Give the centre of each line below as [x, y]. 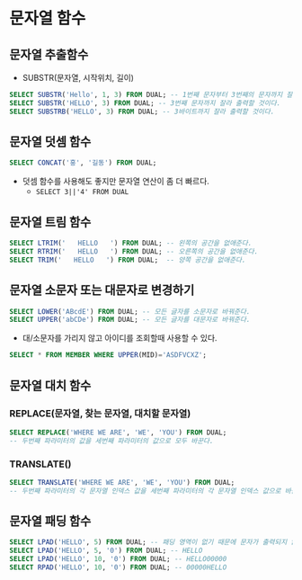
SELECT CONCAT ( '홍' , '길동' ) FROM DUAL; [83, 163]
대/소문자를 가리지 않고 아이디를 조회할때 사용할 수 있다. [120, 338]
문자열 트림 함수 [50, 222]
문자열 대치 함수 [50, 385]
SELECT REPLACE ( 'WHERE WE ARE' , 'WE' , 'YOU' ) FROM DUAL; [118, 433]
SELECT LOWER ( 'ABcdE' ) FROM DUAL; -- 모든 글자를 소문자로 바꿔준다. [130, 311]
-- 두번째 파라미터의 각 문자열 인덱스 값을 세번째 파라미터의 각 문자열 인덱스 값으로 [145, 491]
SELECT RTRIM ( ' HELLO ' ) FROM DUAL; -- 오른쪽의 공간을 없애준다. [134, 252]
